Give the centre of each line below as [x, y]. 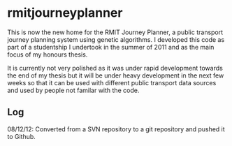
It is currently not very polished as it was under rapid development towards [115, 68]
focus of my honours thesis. [48, 54]
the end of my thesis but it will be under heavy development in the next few [116, 75]
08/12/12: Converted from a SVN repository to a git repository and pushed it [116, 129]
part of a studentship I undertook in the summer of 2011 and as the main [111, 47]
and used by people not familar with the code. [73, 90]
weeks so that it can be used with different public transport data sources [112, 82]
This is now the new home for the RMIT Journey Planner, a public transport [115, 32]
